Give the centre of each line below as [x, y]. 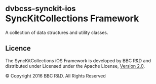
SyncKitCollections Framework [72, 18]
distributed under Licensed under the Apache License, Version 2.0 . [75, 66]
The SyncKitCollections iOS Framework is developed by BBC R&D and [78, 60]
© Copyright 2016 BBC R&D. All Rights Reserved [56, 76]
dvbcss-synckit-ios [41, 9]
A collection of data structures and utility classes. [57, 32]
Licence [18, 48]
